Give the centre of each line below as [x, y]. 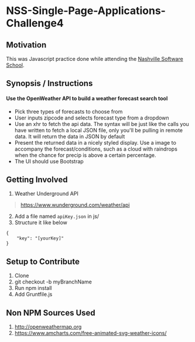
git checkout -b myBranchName [53, 282]
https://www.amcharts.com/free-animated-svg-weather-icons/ [90, 333]
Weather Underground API [47, 194]
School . [15, 65]
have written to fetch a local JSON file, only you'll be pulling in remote [99, 130]
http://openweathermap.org [48, 327]
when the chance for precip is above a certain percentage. [85, 155]
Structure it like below [41, 223]
